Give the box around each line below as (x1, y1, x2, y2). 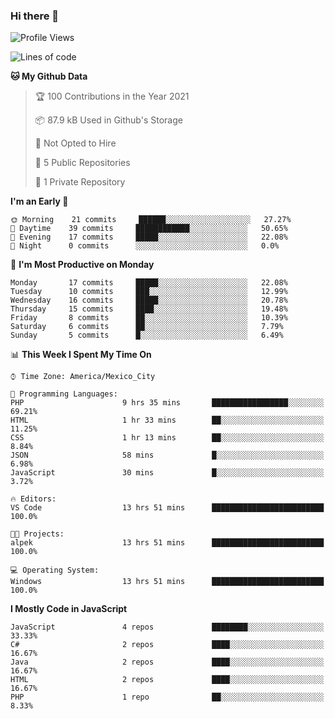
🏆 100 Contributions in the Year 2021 (34, 90, 190, 103)
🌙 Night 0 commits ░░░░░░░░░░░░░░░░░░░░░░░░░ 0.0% (10, 241, 280, 251)
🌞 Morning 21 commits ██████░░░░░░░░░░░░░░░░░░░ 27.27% (10, 215, 292, 225)
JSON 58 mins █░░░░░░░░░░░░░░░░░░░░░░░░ (10, 450, 325, 461)
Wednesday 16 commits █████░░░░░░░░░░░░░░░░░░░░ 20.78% (10, 295, 288, 306)
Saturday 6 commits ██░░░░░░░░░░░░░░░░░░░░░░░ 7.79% (10, 322, 284, 332)
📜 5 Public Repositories (34, 157, 131, 169)
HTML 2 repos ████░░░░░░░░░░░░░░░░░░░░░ (10, 675, 325, 685)
